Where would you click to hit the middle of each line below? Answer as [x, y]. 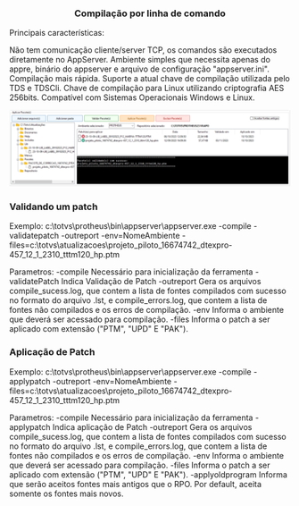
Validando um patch [54, 207]
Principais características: [57, 33]
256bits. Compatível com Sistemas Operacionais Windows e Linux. [133, 97]
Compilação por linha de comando [150, 13]
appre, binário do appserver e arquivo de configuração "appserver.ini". [139, 69]
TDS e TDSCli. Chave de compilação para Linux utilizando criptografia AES [147, 89]
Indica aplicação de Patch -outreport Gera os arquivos [152, 426]
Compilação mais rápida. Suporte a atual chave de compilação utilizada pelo [149, 79]
